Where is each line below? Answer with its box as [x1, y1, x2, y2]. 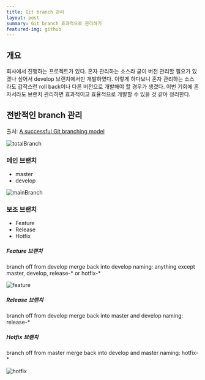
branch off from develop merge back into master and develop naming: [6, 312, 184, 319]
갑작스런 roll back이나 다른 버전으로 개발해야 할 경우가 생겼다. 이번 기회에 [17, 83, 193, 91]
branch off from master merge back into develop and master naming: [6, 349, 181, 357]
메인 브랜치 [6, 156, 37, 165]
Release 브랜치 [6, 296, 44, 304]
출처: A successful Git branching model [6, 127, 105, 135]
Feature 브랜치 [6, 247, 43, 255]
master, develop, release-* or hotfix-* [6, 270, 101, 277]
